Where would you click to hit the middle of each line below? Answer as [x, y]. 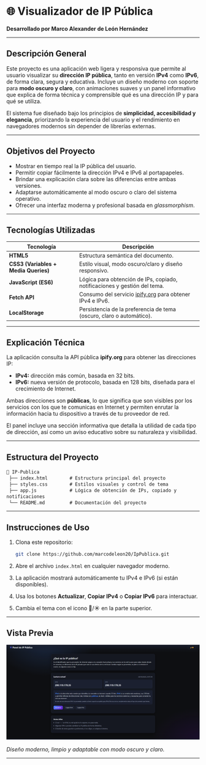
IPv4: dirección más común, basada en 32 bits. [75, 376]
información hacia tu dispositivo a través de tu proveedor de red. [88, 414]
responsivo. [94, 271]
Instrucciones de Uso [48, 527]
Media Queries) [29, 271]
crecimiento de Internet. [46, 389]
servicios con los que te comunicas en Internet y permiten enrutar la [93, 407]
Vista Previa [30, 633]
